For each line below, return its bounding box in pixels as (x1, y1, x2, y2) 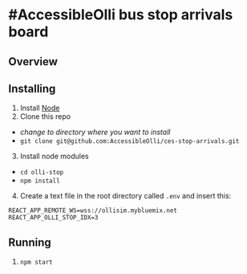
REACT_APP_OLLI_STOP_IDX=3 (8, 214, 99, 222)
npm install (19, 177, 60, 186)
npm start (19, 259, 54, 267)
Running (8, 235, 52, 249)
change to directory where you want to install (19, 127, 171, 137)
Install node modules (19, 151, 90, 162)
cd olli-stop (19, 169, 64, 177)
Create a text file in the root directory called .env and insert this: (19, 191, 232, 201)
